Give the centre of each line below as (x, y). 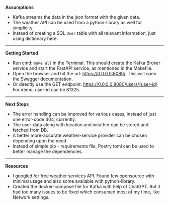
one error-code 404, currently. (44, 119)
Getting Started (22, 53)
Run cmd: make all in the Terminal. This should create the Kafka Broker (86, 63)
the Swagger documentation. (43, 79)
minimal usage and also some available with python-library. (74, 181)
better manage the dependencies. (48, 151)
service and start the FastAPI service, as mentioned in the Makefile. (82, 68)
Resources (17, 166)
